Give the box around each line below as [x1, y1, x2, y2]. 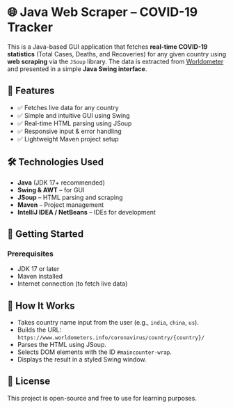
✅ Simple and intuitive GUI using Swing [17, 111, 130, 119]
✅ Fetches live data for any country [17, 103, 120, 111]
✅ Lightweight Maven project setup [17, 134, 119, 143]
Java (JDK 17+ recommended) [17, 178, 106, 187]
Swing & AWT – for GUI [17, 185, 85, 194]
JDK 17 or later [17, 265, 60, 273]
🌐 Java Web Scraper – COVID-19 [7, 4, 198, 20]
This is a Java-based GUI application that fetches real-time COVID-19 [7, 43, 208, 51]
